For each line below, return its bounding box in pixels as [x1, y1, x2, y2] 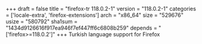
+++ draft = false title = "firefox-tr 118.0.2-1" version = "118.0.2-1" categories [5, 5, 197, 12]
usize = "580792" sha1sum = [5, 18, 78, 25]
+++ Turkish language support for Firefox [56, 31, 160, 38]
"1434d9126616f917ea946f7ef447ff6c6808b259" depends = [5, 24, 158, 31]
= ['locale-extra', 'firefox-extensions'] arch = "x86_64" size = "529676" [5, 11, 184, 19]
